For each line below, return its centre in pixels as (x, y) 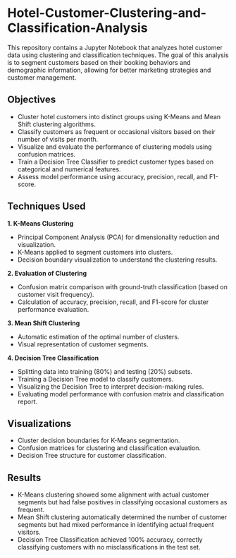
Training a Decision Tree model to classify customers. (95, 379)
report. (27, 401)
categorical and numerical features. (69, 169)
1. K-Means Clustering (41, 223)
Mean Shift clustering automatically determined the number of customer (122, 517)
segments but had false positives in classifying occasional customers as (122, 502)
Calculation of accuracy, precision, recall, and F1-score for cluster (113, 302)
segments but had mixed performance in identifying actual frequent (116, 525)
